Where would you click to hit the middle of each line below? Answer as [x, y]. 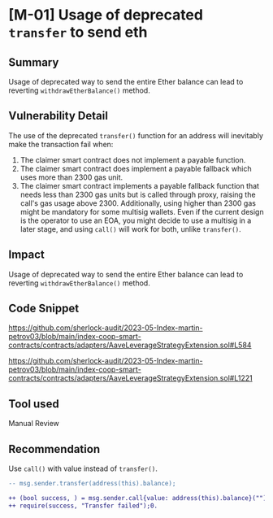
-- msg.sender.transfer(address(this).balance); [92, 484]
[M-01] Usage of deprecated [106, 15]
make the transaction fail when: [61, 144]
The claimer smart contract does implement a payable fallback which [136, 168]
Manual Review [34, 424]
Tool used [34, 404]
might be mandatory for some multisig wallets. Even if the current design [142, 211]
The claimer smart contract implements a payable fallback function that [140, 185]
